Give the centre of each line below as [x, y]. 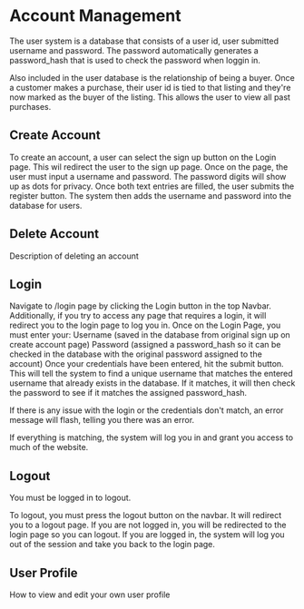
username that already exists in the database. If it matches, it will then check [152, 383]
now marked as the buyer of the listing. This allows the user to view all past [150, 97]
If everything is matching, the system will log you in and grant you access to [151, 437]
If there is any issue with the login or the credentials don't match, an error [147, 410]
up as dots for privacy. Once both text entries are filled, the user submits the [152, 186]
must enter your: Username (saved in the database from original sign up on [150, 335]
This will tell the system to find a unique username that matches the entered [151, 374]
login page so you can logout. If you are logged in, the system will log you [147, 535]
